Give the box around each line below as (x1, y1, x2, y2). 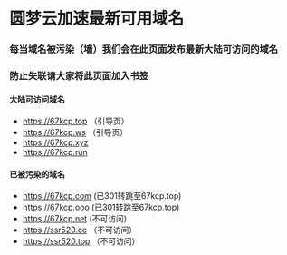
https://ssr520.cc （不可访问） (22, 224, 138, 236)
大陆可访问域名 (9, 93, 65, 104)
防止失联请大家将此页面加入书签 (9, 70, 149, 83)
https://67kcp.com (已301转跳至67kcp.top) (22, 191, 182, 201)
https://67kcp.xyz (22, 137, 89, 148)
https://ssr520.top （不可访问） (22, 236, 140, 247)
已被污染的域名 (9, 169, 65, 180)
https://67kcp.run (22, 147, 88, 158)
